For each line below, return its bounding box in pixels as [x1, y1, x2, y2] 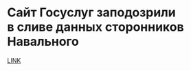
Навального [7, 34, 79, 49]
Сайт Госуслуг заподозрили [7, 5, 177, 20]
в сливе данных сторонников [7, 19, 184, 35]
